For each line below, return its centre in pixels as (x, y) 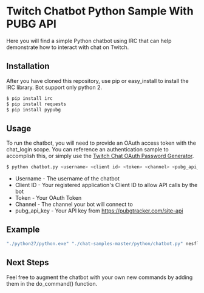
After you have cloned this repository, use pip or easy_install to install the (98, 81)
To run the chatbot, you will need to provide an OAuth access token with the (101, 143)
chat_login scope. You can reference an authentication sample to (87, 150)
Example (23, 230)
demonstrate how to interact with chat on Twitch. (68, 47)
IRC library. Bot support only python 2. (54, 87)
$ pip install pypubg (34, 110)
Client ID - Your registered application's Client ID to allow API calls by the (106, 185)
